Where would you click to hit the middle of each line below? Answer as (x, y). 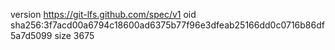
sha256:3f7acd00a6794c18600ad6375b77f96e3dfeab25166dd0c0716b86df (167, 25)
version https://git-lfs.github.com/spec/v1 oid (103, 14)
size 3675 (74, 35)
